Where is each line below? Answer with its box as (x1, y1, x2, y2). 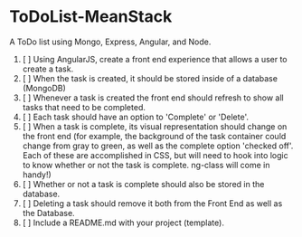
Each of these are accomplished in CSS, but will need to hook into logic (22, 149, 288, 160)
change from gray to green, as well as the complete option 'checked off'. (22, 140, 294, 151)
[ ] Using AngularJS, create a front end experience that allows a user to (22, 53, 288, 64)
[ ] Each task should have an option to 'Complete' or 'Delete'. (22, 111, 249, 122)
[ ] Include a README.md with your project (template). (22, 217, 224, 228)
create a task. (22, 63, 74, 74)
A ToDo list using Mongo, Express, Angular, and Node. (9, 36, 212, 47)
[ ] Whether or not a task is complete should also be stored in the (22, 178, 265, 189)
